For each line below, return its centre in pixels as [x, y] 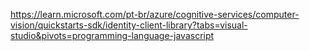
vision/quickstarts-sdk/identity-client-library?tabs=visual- [129, 25]
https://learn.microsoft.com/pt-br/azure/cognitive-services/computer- [155, 14]
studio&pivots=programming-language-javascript [112, 35]
